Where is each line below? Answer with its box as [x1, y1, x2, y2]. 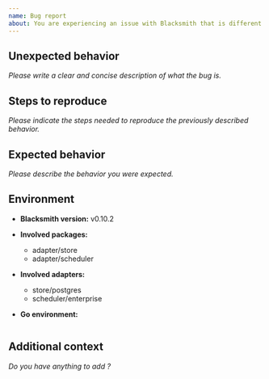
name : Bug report [8, 11, 67, 20]
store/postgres [32, 284, 82, 295]
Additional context [8, 340, 103, 354]
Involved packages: [19, 230, 88, 239]
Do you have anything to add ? [8, 361, 111, 371]
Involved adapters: [19, 269, 85, 279]
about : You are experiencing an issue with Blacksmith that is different [8, 19, 263, 27]
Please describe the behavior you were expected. [8, 169, 174, 179]
